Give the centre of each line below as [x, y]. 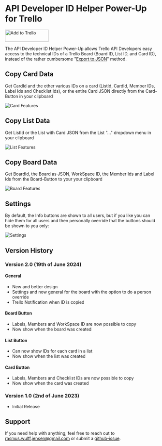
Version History [29, 250]
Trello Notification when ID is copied [48, 302]
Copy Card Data [29, 74]
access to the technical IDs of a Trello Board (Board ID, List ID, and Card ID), [81, 53]
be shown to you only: [27, 226]
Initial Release [26, 406]
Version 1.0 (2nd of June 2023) [42, 396]
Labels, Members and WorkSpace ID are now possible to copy [74, 324]
